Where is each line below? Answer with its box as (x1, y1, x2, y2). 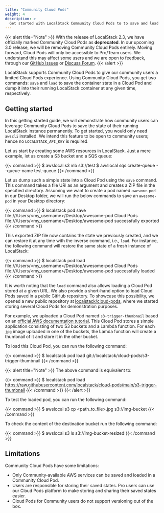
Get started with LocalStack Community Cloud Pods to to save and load (9, 21, 159, 26)
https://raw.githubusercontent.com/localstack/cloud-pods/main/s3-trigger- (5, 382, 157, 388)
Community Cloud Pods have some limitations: (5, 463, 99, 468)
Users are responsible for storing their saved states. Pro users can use (12, 482, 155, 488)
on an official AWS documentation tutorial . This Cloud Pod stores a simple (5, 318, 154, 324)
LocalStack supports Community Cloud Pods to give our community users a (5, 69, 158, 76)
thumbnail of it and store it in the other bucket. (5, 334, 99, 340)
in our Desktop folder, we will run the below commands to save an (5, 193, 138, 199)
